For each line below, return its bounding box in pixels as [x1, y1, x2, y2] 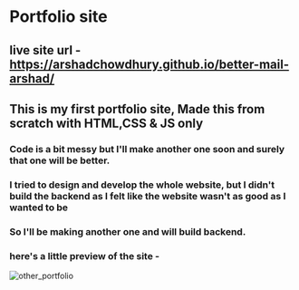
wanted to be [9, 201, 69, 214]
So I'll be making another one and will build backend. [9, 225, 246, 237]
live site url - [9, 43, 82, 58]
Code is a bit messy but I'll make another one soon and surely [9, 142, 285, 155]
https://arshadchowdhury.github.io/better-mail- [9, 56, 290, 72]
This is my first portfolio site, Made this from [9, 101, 265, 117]
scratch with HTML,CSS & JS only [9, 115, 204, 130]
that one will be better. [9, 154, 111, 167]
